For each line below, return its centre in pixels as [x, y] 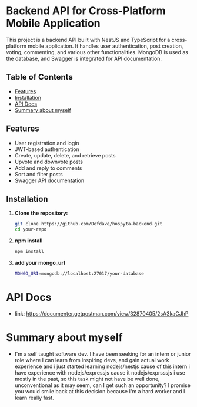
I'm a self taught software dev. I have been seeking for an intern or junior [103, 354]
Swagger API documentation [49, 180]
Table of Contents [40, 77]
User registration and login [47, 143]
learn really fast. [34, 398]
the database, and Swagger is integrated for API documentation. [84, 58]
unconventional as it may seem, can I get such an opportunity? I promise [103, 385]
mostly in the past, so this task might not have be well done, [87, 379]
